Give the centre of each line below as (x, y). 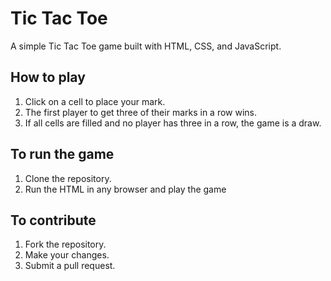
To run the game (62, 154)
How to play (48, 77)
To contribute (53, 220)
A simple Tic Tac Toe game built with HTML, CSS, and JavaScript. (146, 46)
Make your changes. (67, 255)
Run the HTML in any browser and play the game (125, 189)
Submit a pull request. (70, 266)
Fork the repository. (65, 244)
